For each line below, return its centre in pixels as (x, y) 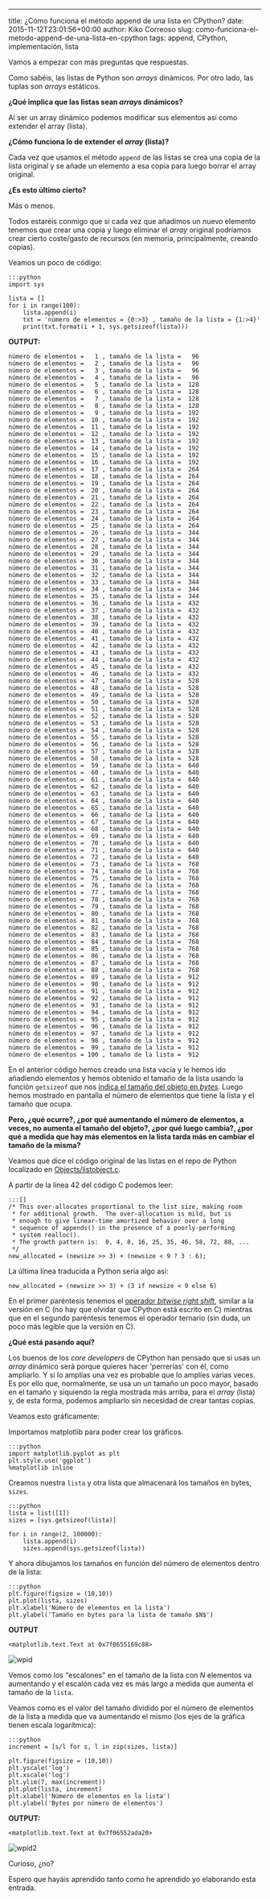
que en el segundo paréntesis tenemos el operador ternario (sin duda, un (129, 1318)
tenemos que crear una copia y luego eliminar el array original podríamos (130, 230)
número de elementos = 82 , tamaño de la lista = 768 (104, 928)
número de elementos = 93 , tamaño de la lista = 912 (104, 1005)
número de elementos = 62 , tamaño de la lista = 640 (104, 787)
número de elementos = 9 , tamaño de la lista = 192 (104, 413)
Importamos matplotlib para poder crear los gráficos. (96, 1432)
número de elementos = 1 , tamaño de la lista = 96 (104, 356)
